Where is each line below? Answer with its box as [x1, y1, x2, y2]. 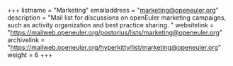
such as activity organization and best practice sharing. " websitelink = [7, 21, 215, 29]
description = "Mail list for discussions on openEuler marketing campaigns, [7, 13, 227, 22]
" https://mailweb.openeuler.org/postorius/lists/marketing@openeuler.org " [7, 28, 223, 37]
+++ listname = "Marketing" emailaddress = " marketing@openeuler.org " [7, 6, 220, 14]
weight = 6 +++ [7, 51, 53, 59]
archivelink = [7, 36, 45, 44]
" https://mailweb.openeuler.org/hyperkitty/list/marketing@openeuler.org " [7, 44, 222, 51]
